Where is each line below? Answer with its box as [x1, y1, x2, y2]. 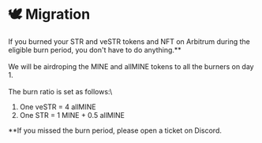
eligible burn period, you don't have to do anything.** [8, 45, 182, 54]
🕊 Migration [8, 5, 91, 24]
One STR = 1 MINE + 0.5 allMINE [19, 110, 125, 119]
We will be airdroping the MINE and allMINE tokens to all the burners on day [8, 61, 254, 71]
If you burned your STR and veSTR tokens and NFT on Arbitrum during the [8, 36, 250, 46]
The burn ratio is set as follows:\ [8, 86, 113, 96]
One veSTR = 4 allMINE [19, 102, 96, 112]
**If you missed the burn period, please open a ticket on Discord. [8, 126, 223, 135]
